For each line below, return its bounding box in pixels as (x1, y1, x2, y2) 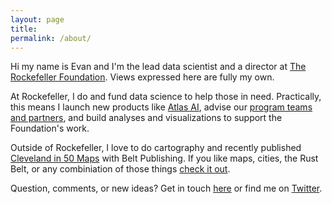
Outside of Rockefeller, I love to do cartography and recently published (10, 142, 302, 154)
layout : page (10, 14, 65, 25)
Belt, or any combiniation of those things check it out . (10, 163, 231, 175)
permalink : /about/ (10, 33, 92, 43)
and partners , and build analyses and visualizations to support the (10, 112, 283, 124)
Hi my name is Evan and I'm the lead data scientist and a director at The (10, 61, 307, 73)
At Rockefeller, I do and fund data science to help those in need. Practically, (10, 91, 322, 103)
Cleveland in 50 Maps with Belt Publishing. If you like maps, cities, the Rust (10, 152, 319, 165)
